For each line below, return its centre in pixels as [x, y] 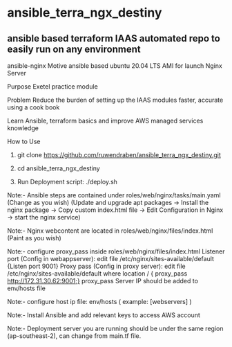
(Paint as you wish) [35, 238]
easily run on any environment [74, 49]
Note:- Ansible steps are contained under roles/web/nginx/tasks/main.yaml [114, 195]
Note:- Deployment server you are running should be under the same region [115, 328]
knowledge [23, 128]
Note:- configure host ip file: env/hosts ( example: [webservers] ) [99, 302]
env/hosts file [27, 288]
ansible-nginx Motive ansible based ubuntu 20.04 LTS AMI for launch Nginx [115, 66]
